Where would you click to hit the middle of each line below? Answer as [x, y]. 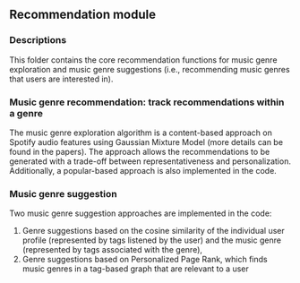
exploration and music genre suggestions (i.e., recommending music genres [150, 69]
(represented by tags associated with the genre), [112, 250]
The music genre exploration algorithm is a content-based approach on [141, 133]
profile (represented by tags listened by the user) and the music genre [152, 240]
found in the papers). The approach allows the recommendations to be [140, 151]
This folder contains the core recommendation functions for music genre [143, 60]
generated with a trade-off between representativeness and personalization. [150, 161]
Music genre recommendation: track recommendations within [147, 102]
